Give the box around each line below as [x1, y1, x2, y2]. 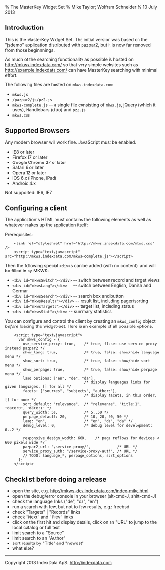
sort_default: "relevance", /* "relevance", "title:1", [23, 402, 141, 407]
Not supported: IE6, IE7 [5, 190, 52, 195]
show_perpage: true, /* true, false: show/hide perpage [23, 367, 157, 372]
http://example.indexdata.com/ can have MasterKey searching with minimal [5, 67, 158, 73]
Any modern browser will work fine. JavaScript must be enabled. [5, 139, 137, 145]
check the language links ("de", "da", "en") [12, 498, 99, 505]
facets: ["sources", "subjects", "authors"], [23, 389, 118, 394]
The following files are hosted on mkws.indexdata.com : [5, 81, 114, 87]
